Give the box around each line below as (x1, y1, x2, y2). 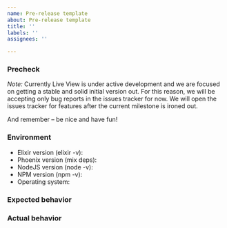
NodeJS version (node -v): (17, 163, 93, 171)
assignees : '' (7, 36, 48, 43)
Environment (7, 132, 52, 142)
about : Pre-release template (7, 17, 91, 23)
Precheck (7, 65, 40, 74)
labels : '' (7, 29, 39, 37)
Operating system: (17, 177, 70, 186)
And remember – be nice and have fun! (7, 115, 118, 124)
